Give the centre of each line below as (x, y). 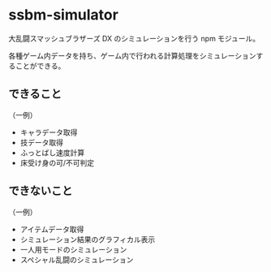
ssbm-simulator (64, 15)
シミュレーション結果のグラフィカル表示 (88, 239)
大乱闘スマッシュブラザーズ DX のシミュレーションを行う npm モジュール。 (134, 38)
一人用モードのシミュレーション (73, 249)
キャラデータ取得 (49, 132)
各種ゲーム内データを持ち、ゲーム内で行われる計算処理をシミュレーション (132, 55)
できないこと (41, 191)
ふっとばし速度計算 (52, 153)
